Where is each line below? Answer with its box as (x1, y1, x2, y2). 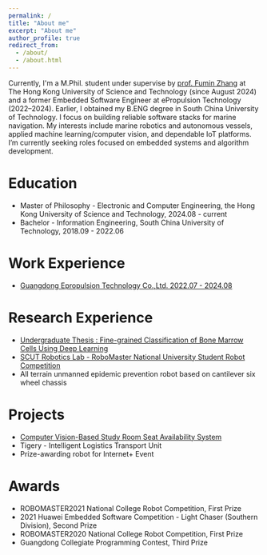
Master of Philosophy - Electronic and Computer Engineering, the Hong (19, 201, 256, 210)
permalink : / (8, 11, 52, 20)
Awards (8, 477, 61, 495)
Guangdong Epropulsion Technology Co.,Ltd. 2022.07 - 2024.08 (19, 281, 233, 290)
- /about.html (15, 57, 62, 65)
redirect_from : (8, 42, 59, 50)
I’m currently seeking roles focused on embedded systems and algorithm (8, 138, 249, 147)
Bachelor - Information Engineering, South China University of (19, 218, 225, 227)
